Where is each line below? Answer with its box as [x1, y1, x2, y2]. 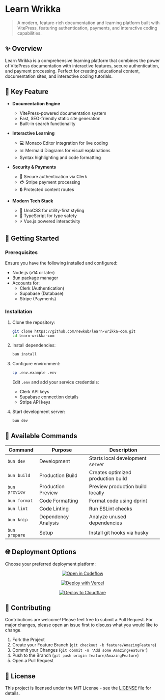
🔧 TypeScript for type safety [19, 213, 77, 219]
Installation [5, 308, 33, 315]
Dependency [39, 513, 69, 520]
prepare [7, 532, 26, 538]
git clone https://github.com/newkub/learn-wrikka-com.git [12, 329, 136, 334]
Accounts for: [12, 280, 40, 286]
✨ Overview [5, 44, 43, 53]
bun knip [7, 517, 28, 522]
